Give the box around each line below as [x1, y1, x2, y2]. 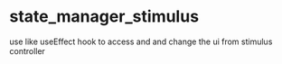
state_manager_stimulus [9, 6, 200, 27]
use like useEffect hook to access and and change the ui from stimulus [9, 36, 273, 47]
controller [9, 45, 45, 56]
